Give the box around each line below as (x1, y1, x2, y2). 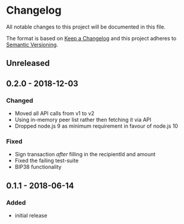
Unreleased (6, 58, 50, 68)
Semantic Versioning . (6, 41, 58, 48)
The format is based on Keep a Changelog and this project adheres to (6, 34, 177, 42)
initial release (14, 212, 47, 219)
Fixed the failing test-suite (14, 157, 79, 164)
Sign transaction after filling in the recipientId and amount (14, 151, 156, 158)
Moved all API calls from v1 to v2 (14, 110, 95, 117)
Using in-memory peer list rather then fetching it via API (14, 116, 151, 124)
